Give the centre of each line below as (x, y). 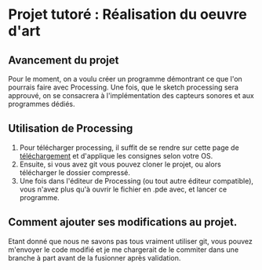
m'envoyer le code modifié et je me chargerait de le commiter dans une (124, 250)
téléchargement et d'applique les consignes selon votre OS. (116, 155)
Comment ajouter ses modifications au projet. (123, 223)
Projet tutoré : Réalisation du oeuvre (127, 15)
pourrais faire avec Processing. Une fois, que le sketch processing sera (124, 87)
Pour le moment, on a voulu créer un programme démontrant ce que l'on (126, 79)
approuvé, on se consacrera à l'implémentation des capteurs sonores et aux (131, 95)
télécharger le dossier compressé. (75, 172)
